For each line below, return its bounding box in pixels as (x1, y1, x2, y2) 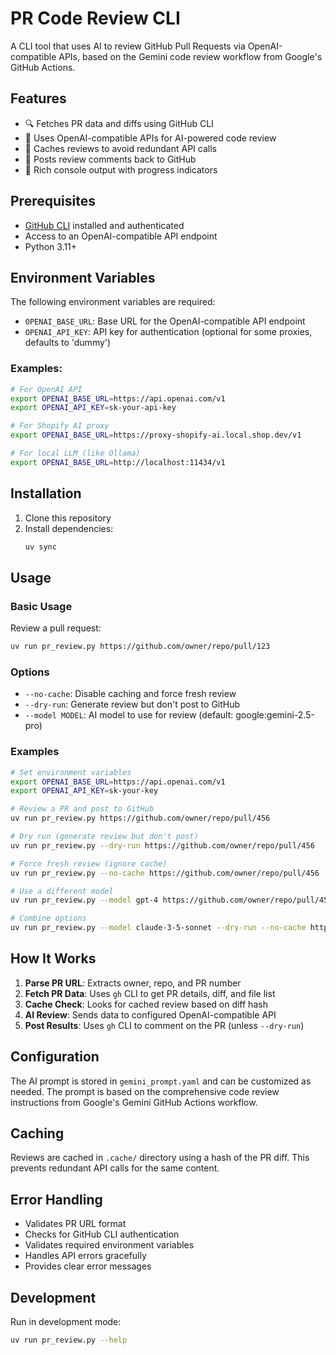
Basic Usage (10, 599, 73, 613)
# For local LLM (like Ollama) (10, 448, 141, 459)
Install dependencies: (24, 522, 114, 534)
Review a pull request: (10, 622, 102, 634)
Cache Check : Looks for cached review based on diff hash (24, 998, 268, 1010)
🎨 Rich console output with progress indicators (24, 163, 218, 176)
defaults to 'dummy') (24, 337, 112, 349)
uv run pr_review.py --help (10, 1335, 128, 1346)
